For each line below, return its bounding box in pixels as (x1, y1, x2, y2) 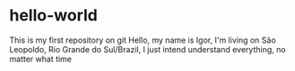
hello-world (9, 5, 99, 26)
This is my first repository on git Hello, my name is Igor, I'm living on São (9, 35, 276, 45)
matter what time (9, 53, 73, 64)
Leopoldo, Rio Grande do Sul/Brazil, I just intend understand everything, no (9, 43, 286, 54)
